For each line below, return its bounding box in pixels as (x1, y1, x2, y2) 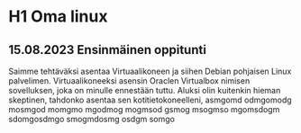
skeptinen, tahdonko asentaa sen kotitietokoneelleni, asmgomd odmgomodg (8, 94, 292, 105)
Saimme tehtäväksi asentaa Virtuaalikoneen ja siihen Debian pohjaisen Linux (8, 66, 292, 76)
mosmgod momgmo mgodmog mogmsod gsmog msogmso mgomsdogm (8, 104, 280, 114)
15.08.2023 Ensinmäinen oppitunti (8, 42, 206, 58)
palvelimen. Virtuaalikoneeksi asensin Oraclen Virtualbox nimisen (8, 75, 251, 86)
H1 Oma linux (8, 6, 108, 27)
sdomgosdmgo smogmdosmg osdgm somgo (8, 114, 175, 124)
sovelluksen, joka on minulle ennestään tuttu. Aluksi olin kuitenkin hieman (8, 85, 281, 95)
